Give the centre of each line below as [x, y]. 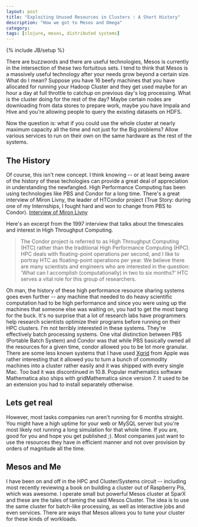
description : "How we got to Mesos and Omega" [64, 22]
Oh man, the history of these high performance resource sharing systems [95, 290]
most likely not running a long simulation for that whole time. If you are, [92, 429]
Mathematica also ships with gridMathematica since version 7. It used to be [97, 378]
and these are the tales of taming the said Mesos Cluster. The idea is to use [98, 500]
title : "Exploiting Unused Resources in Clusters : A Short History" [93, 17]
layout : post [22, 11]
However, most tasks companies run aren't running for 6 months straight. [95, 417]
